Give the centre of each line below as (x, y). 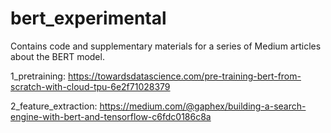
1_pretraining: (38, 76)
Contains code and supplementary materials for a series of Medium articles (166, 46)
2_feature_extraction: (54, 106)
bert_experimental (88, 18)
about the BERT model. (57, 56)
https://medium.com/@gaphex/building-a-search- (203, 106)
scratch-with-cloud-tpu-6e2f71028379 (90, 86)
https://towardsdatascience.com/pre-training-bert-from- (184, 76)
